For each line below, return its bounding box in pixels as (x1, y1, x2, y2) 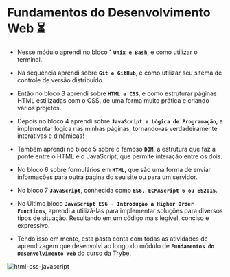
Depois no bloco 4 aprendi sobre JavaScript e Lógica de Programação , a (16, 117, 223, 125)
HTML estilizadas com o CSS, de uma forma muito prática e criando (16, 96, 209, 104)
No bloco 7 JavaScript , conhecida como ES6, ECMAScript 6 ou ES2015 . (16, 186, 218, 194)
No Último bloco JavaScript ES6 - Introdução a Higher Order (16, 199, 194, 207)
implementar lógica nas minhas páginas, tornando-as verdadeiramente (16, 124, 218, 132)
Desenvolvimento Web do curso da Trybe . (16, 249, 132, 257)
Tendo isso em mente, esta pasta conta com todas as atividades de (16, 234, 208, 243)
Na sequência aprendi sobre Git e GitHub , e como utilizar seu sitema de (16, 69, 222, 77)
